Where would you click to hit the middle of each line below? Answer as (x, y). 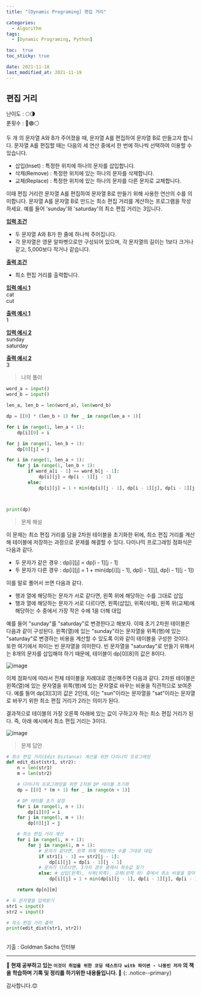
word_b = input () (28, 395)
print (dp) (19, 510)
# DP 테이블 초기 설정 (41, 801)
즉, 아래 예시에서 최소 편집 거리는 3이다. (60, 721)
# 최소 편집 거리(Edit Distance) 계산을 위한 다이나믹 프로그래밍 (78, 756)
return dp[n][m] (38, 890)
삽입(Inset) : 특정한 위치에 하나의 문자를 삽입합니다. (75, 166)
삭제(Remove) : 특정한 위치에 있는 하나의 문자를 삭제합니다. (84, 173)
